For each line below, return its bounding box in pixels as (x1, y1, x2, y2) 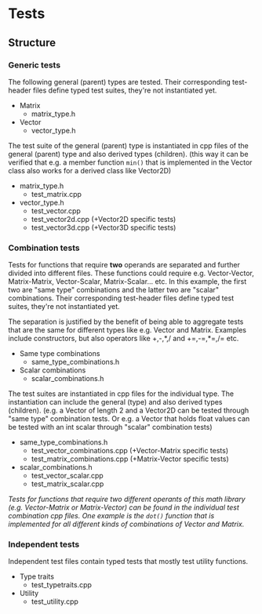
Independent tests (8, 539, 80, 550)
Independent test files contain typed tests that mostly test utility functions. (8, 557, 249, 566)
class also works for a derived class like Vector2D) (8, 165, 172, 175)
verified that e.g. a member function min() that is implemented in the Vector (8, 158, 253, 167)
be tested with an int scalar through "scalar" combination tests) (8, 423, 213, 432)
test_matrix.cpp (31, 189, 82, 198)
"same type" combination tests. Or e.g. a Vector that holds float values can (8, 414, 250, 423)
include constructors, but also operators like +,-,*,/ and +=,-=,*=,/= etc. (8, 334, 239, 343)
